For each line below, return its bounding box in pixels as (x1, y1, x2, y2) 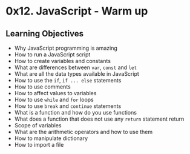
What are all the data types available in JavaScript (14, 70, 140, 77)
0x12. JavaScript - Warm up (5, 4, 148, 18)
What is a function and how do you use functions (14, 109, 137, 116)
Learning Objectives (5, 28, 84, 39)
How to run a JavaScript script (14, 51, 91, 58)
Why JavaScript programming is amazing (14, 44, 117, 52)
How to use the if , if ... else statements (14, 77, 122, 84)
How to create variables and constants (14, 58, 111, 64)
